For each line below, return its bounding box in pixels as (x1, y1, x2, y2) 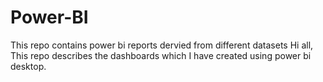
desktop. (10, 60, 47, 72)
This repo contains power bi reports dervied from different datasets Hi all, (10, 39, 314, 51)
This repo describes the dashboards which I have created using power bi (10, 49, 312, 61)
